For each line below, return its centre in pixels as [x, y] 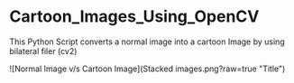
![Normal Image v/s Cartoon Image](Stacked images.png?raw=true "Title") [147, 69]
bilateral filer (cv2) [43, 51]
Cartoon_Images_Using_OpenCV [134, 17]
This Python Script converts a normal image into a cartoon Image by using [147, 41]
